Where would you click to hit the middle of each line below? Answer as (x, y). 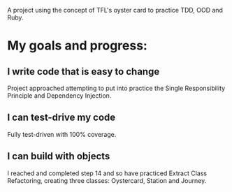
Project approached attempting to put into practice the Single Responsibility (116, 88)
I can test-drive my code (61, 118)
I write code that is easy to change (84, 72)
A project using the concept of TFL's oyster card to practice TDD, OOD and (115, 10)
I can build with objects (59, 156)
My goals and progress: (78, 46)
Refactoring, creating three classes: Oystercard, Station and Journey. (107, 180)
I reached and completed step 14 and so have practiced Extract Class (107, 173)
